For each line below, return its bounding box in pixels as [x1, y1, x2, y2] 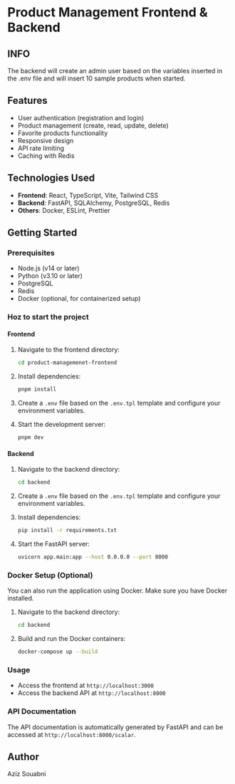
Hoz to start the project [7, 312, 89, 322]
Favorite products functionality [17, 129, 108, 137]
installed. [7, 594, 34, 603]
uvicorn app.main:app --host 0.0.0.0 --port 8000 [17, 553, 169, 561]
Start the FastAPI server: [17, 540, 90, 549]
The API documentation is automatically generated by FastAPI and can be [7, 723, 224, 731]
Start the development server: [17, 420, 106, 429]
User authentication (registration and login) [17, 113, 145, 122]
